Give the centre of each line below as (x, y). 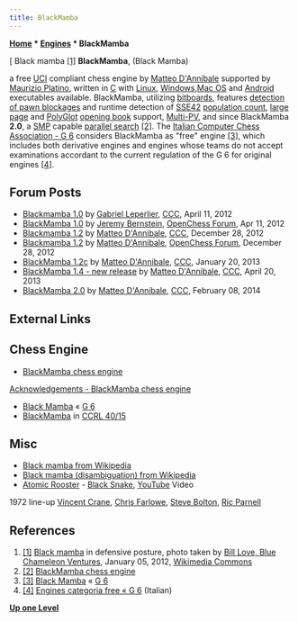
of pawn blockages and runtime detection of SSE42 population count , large (149, 107)
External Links (50, 319)
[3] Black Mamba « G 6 (65, 581)
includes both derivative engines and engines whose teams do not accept (146, 145)
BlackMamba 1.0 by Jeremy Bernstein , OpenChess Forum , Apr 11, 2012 (154, 224)
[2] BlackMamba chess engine (79, 572)
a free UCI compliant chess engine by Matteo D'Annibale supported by (140, 78)
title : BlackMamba (44, 18)
